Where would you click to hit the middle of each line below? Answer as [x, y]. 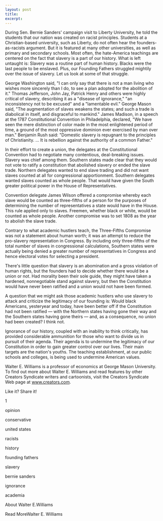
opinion [13, 410]
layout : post [18, 9]
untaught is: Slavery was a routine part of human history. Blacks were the [78, 63]
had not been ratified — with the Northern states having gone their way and [81, 312]
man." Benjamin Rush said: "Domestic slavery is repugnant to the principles [81, 135]
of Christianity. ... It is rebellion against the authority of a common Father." [79, 140]
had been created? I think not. [35, 322]
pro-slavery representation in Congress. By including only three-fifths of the [81, 241]
